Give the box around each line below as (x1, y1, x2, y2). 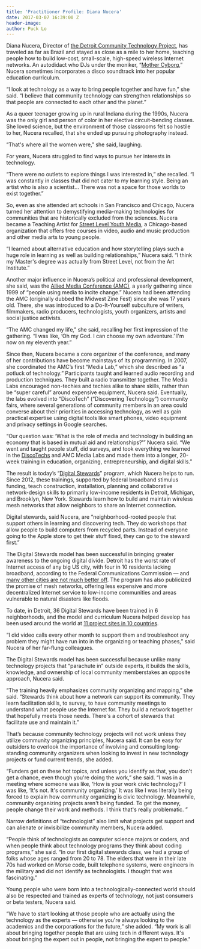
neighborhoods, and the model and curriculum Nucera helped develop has (6, 613, 191, 620)
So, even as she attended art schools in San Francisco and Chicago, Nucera (6, 202, 194, 209)
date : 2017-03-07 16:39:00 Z (6, 14, 79, 20)
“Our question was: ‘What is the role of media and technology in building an (6, 433, 193, 440)
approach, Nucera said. (6, 675, 64, 682)
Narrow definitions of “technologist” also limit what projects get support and (6, 818, 195, 825)
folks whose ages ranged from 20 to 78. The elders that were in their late (6, 855, 187, 862)
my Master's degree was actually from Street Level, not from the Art (6, 258, 175, 265)
